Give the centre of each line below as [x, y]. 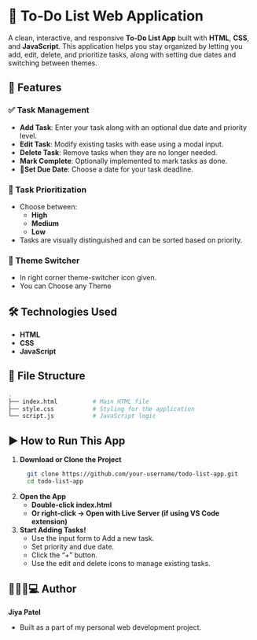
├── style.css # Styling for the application [101, 409]
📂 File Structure [47, 376]
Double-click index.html [72, 505]
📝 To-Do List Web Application [106, 16]
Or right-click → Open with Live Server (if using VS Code [125, 513]
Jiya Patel [24, 612]
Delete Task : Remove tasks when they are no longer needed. [118, 152]
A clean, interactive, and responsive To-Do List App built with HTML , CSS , [129, 38]
